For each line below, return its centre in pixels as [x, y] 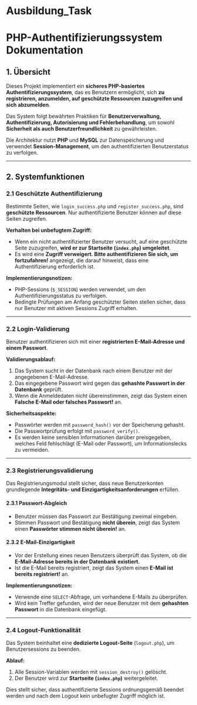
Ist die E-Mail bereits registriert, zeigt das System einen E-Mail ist [94, 568]
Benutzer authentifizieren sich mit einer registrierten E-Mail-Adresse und [96, 342]
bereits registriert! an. [42, 574]
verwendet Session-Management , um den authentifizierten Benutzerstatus [97, 147]
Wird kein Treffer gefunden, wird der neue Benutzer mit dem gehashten [101, 603]
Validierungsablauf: [31, 360]
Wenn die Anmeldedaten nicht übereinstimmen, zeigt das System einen [101, 396]
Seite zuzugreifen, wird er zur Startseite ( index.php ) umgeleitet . [93, 248]
